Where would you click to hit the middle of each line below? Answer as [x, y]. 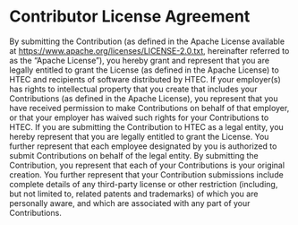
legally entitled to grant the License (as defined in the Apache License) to [144, 70]
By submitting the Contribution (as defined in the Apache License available [147, 41]
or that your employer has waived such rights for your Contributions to [139, 117]
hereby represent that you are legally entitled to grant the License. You [139, 136]
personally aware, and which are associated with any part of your [130, 203]
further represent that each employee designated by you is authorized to [143, 146]
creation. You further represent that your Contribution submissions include [146, 174]
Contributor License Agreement [130, 17]
